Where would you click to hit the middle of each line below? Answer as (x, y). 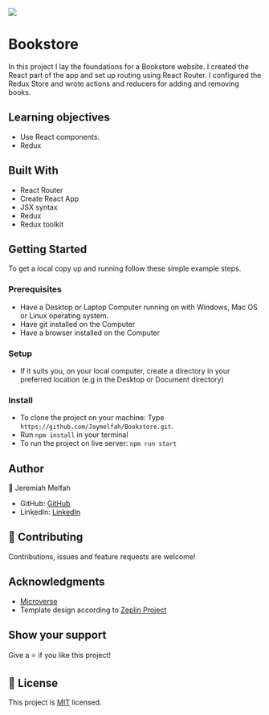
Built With (33, 171)
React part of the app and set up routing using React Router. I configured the (135, 75)
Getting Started (48, 249)
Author (26, 469)
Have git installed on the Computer (77, 324)
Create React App (49, 198)
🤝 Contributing (46, 537)
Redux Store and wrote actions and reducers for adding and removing (124, 84)
